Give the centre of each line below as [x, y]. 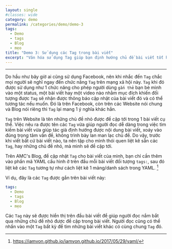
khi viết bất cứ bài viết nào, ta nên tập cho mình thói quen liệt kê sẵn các [82, 141]
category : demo [21, 19]
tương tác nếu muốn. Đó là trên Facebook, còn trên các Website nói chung [84, 104]
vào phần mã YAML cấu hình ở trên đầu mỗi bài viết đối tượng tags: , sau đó [85, 162]
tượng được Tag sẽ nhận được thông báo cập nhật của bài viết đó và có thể [84, 98]
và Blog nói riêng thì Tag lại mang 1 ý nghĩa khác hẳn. [61, 109]
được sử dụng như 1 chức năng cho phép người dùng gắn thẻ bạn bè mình [83, 88]
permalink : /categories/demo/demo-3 [44, 24]
